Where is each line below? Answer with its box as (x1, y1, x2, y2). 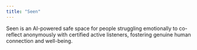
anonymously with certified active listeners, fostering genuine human (23, 31, 192, 38)
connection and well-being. (6, 37, 73, 44)
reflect (6, 31, 22, 38)
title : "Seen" (6, 8, 41, 15)
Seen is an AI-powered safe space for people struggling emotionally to (6, 25, 178, 32)
